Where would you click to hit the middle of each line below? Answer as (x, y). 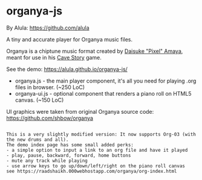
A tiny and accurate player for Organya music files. (70, 39)
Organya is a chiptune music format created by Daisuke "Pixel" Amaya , (95, 51)
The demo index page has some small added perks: (70, 145)
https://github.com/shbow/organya (50, 118)
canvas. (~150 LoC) (39, 100)
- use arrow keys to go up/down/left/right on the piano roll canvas (96, 166)
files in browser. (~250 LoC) (50, 87)
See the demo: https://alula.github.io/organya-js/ (67, 69)
